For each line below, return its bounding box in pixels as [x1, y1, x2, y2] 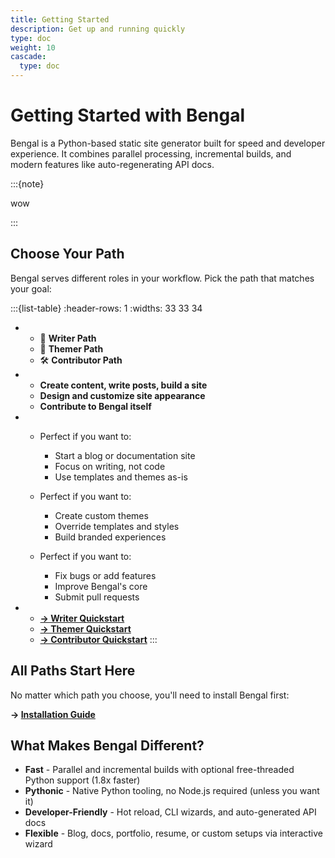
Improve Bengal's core [54, 580, 148, 592]
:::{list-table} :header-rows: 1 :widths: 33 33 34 [10, 302, 203, 314]
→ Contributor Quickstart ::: [39, 633, 158, 645]
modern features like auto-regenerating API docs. [10, 158, 215, 170]
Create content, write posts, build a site [39, 379, 208, 391]
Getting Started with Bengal [10, 104, 246, 127]
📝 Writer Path [39, 332, 97, 344]
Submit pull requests [54, 591, 140, 603]
